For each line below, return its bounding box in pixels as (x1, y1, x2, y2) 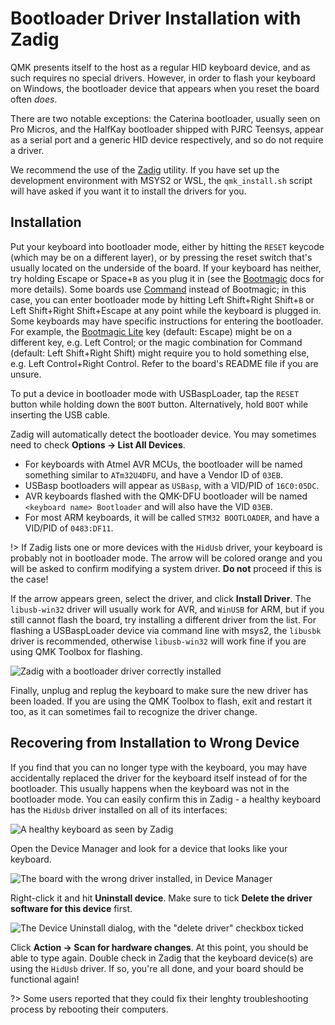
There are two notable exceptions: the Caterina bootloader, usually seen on (10, 112, 321, 124)
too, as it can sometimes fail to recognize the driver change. (10, 705, 258, 717)
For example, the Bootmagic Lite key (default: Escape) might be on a (10, 325, 292, 337)
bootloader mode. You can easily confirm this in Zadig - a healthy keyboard (10, 793, 322, 805)
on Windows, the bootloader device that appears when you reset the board (10, 82, 320, 94)
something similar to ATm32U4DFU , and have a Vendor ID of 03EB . (24, 468, 283, 481)
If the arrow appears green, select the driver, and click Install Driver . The (10, 592, 312, 604)
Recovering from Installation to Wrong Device (10, 735, 300, 752)
